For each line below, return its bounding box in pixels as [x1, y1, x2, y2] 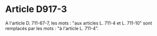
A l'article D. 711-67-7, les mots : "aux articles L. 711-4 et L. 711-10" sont [5, 20, 152, 26]
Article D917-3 [5, 3, 67, 15]
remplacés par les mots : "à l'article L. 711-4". [5, 25, 99, 31]
